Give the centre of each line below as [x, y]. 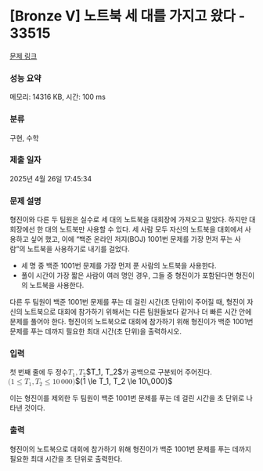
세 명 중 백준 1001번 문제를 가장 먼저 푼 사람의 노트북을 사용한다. [119, 266]
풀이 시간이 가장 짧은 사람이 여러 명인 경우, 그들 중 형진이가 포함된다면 [127, 276]
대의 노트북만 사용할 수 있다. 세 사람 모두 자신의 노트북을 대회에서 [144, 229]
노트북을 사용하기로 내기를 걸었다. [78, 249]
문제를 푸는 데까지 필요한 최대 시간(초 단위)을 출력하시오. [95, 331]
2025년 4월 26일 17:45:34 [51, 178]
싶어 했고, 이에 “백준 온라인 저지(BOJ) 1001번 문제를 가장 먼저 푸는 [131, 239]
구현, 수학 [24, 137]
